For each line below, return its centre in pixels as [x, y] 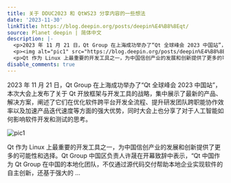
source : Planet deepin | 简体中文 [54, 33]
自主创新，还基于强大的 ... [44, 173]
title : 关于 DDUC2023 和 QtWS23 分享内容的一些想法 [76, 13]
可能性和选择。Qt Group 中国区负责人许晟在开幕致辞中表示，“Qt [110, 156]
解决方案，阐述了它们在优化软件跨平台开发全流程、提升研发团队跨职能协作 [112, 102]
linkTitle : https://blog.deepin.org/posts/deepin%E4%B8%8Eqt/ [98, 26]
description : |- [30, 39]
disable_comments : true [41, 64]
